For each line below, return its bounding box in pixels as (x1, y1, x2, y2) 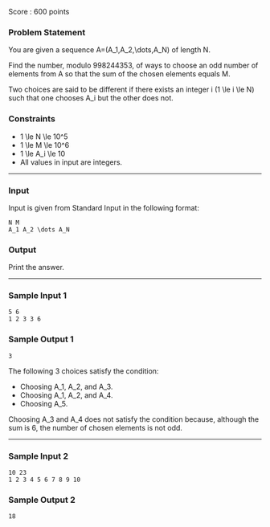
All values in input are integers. (19, 157, 123, 167)
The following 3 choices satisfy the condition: (8, 366, 159, 376)
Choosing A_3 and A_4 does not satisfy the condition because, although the (8, 414, 260, 424)
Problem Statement (8, 27, 86, 38)
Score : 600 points (8, 7, 70, 16)
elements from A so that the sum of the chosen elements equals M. (8, 69, 231, 79)
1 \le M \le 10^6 (19, 140, 70, 149)
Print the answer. (8, 263, 64, 272)
